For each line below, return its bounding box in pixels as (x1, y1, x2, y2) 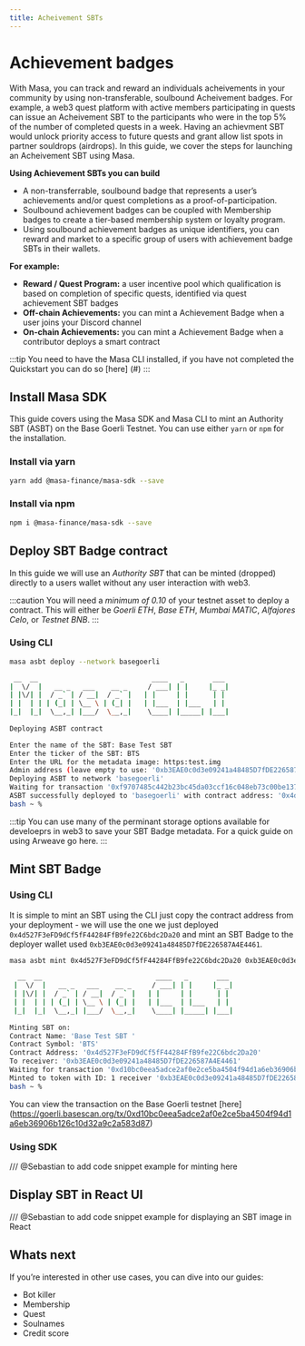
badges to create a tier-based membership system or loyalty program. (22, 214, 286, 225)
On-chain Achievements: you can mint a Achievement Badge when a (22, 326, 284, 337)
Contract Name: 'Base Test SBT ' (9, 1031, 136, 1040)
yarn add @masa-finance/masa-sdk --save (9, 476, 165, 486)
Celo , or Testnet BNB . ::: (9, 614, 100, 624)
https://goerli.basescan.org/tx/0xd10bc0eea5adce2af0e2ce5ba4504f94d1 (12, 1108, 292, 1119)
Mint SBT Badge (9, 861, 102, 877)
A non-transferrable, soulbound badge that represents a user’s (22, 185, 257, 196)
